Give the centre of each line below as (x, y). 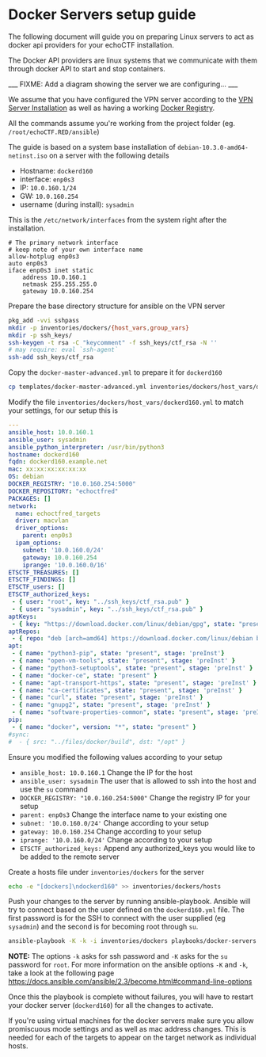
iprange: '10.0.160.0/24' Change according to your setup (116, 839)
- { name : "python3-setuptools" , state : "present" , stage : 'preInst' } (132, 668)
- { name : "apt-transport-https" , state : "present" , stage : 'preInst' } (134, 683)
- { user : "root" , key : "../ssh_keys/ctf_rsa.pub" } (101, 602)
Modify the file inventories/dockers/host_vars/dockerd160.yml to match (126, 403)
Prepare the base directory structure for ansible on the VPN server (117, 306)
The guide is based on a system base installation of (92, 147)
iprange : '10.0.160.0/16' (65, 565)
